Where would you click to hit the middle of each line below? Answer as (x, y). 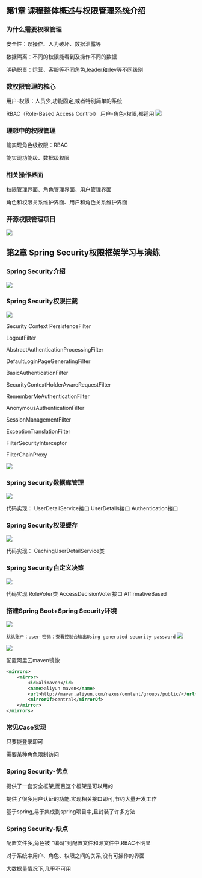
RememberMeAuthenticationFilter (48, 396)
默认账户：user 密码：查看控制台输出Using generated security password (91, 637)
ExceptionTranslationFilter (38, 431)
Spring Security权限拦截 (42, 302)
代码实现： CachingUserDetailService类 (56, 551)
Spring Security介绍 (36, 271)
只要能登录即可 (25, 742)
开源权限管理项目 (31, 219)
